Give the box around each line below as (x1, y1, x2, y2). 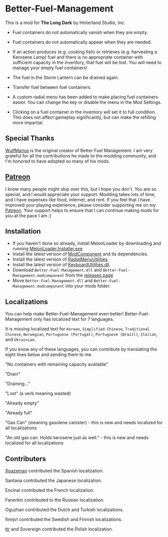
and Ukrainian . (5, 336, 36, 342)
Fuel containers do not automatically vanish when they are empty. (12, 29, 148, 35)
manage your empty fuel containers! (12, 65, 87, 71)
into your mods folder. (65, 283, 111, 289)
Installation (5, 227, 41, 236)
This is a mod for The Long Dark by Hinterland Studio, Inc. (5, 20, 125, 26)
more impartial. (12, 119, 44, 125)
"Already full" (5, 410, 32, 416)
